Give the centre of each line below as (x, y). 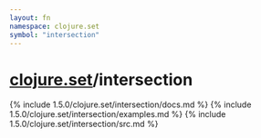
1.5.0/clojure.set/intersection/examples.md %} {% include (118, 114)
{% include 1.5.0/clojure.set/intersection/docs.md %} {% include (130, 104)
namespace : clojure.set (55, 26)
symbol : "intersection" (55, 34)
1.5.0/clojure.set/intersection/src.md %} (84, 124)
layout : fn (30, 18)
